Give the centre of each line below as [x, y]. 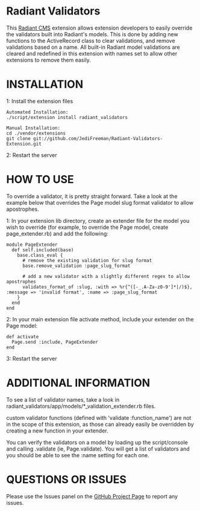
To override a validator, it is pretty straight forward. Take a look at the [92, 196]
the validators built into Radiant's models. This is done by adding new [92, 34]
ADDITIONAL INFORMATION [78, 383]
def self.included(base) [43, 250]
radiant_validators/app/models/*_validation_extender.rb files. [81, 406]
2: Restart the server [32, 155]
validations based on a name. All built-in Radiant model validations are [93, 47]
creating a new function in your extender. [57, 431]
